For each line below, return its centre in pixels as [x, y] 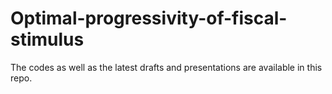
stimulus [47, 39]
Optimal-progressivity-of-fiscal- [149, 18]
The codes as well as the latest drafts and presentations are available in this [166, 67]
